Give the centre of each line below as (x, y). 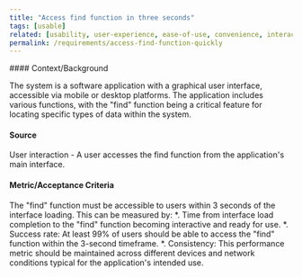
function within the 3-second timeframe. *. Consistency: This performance (147, 243)
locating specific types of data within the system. (100, 114)
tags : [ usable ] (38, 26)
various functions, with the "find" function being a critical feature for (136, 105)
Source (23, 135)
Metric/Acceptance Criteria (62, 185)
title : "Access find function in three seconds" (102, 18)
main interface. (37, 165)
